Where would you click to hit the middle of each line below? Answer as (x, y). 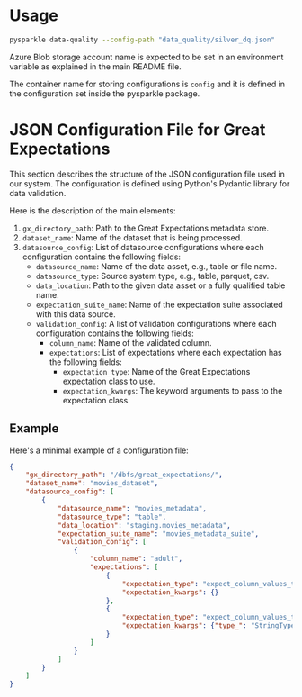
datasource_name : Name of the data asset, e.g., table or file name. (156, 266)
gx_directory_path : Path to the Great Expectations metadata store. (146, 228)
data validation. (38, 193)
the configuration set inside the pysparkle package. (105, 93)
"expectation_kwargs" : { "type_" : (184, 626)
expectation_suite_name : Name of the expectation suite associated (159, 304)
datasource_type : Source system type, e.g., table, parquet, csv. (152, 276)
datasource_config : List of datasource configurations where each (143, 247)
